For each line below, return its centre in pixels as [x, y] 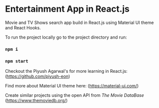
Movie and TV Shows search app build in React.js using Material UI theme [79, 22]
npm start [17, 61]
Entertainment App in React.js [67, 9]
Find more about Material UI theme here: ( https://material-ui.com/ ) [72, 86]
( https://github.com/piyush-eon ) [38, 76]
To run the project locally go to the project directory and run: [66, 37]
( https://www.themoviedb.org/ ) [36, 101]
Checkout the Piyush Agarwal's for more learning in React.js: [66, 71]
